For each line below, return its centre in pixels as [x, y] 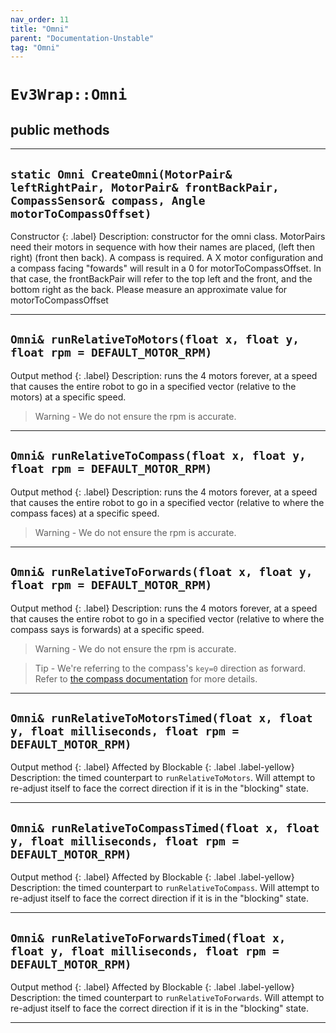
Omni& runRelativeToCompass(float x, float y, [158, 456]
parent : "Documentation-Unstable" [82, 38]
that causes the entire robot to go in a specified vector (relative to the [153, 386]
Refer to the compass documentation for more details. [146, 678]
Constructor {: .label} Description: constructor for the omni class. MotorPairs [168, 237]
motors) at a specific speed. [68, 397]
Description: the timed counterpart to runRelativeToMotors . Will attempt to [163, 778]
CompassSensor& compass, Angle [108, 200]
